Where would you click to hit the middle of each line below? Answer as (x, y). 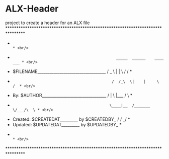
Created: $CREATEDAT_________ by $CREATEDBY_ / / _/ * (71, 119)
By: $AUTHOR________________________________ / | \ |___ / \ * (72, 95)
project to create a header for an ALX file (48, 23)
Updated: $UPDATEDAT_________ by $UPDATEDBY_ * (67, 124)
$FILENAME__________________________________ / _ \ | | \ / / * (72, 71)
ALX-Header (32, 9)
